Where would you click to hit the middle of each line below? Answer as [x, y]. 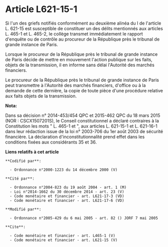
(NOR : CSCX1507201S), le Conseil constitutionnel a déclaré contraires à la [82, 120]
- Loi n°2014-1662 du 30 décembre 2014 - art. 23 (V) [67, 192]
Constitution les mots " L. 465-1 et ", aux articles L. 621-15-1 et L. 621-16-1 [81, 126]
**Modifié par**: [23, 209]
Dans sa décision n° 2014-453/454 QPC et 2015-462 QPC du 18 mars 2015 [83, 115]
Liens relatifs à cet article [32, 152]
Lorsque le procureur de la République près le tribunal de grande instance [81, 54]
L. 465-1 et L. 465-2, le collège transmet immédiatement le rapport [74, 34]
